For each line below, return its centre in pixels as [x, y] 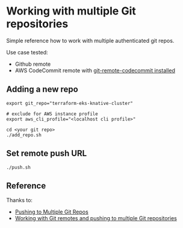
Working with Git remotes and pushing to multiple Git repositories [96, 218]
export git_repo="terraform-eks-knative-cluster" [70, 103]
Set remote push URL [47, 154]
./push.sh [19, 167]
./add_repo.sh [24, 135]
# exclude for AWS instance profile [52, 114]
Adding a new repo [42, 90]
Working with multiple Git [71, 11]
